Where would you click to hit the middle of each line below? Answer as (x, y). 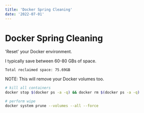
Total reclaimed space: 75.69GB (38, 70)
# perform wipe (20, 101)
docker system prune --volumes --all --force (52, 106)
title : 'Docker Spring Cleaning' (39, 9)
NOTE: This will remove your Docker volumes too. (55, 79)
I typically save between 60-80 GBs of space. (51, 61)
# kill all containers (28, 88)
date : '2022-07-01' (25, 14)
